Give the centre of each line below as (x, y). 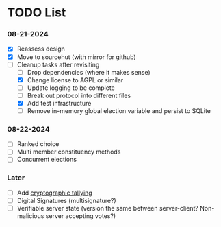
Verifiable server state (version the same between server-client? (107, 208)
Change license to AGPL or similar (75, 80)
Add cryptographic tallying (54, 193)
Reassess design (41, 49)
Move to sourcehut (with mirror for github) (76, 57)
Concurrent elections (47, 160)
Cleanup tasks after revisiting (58, 64)
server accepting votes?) (81, 216)
